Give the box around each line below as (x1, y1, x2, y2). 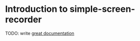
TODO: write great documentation (5, 30, 74, 36)
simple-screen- (69, 3, 136, 15)
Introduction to (5, 3, 68, 15)
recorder (5, 14, 42, 25)
